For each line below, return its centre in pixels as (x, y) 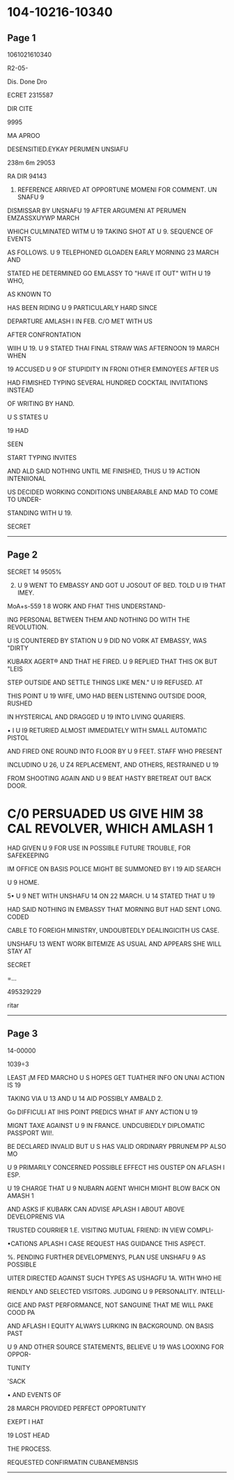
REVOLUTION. (28, 627)
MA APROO (24, 136)
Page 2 (23, 555)
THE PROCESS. (30, 1449)
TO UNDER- (24, 499)
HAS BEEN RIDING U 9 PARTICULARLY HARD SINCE (83, 308)
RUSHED (20, 703)
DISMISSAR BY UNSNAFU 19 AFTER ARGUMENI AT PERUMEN (97, 211)
